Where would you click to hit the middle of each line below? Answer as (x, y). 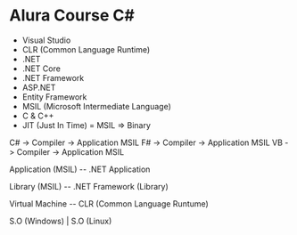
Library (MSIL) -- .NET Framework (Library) (89, 186)
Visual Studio (46, 40)
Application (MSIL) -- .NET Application (80, 169)
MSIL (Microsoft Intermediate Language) (97, 106)
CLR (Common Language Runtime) (86, 49)
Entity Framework (54, 97)
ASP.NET (39, 87)
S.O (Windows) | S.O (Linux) (61, 221)
